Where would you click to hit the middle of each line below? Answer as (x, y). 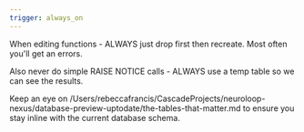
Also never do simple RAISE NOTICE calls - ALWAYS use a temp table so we (152, 71)
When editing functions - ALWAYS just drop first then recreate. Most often (148, 44)
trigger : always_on (46, 18)
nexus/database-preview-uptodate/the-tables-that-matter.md (125, 108)
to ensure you (269, 108)
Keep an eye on (39, 98)
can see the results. (46, 81)
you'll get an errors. (46, 53)
